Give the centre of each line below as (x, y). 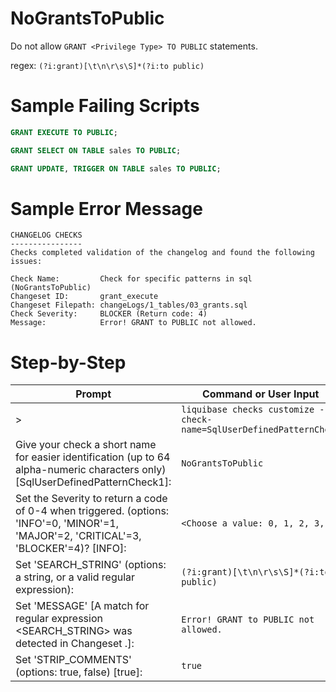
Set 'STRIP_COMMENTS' (73, 660)
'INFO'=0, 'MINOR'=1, (67, 524)
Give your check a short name (86, 445)
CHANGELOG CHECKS (46, 235)
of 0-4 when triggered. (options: (92, 511)
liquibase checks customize (248, 410)
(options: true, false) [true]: (79, 672)
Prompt (93, 394)
